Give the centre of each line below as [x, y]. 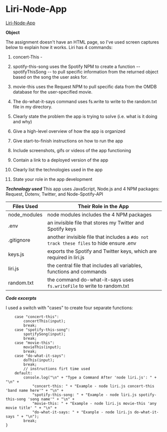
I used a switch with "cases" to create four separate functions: [69, 308]
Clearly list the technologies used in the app [58, 169]
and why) [22, 121]
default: [24, 373]
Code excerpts [21, 298]
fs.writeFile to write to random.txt [88, 286]
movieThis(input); [42, 347]
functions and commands [77, 271]
